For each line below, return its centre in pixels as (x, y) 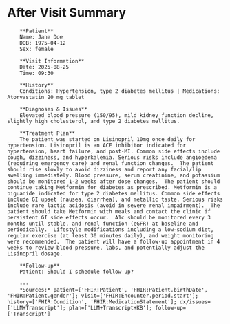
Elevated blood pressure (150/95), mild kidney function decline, (117, 115)
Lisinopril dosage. (35, 253)
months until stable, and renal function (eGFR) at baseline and (103, 224)
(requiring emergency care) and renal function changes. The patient (111, 163)
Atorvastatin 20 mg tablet (46, 97)
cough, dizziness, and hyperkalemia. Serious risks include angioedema (112, 157)
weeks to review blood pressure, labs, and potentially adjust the (106, 248)
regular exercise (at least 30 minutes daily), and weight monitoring (111, 235)
